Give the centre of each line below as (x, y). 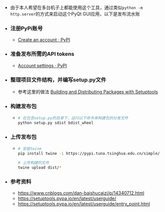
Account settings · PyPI (42, 65)
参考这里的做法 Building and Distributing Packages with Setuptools (88, 91)
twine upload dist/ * (40, 168)
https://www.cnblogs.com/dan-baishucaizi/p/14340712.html (81, 193)
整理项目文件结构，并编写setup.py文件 (58, 80)
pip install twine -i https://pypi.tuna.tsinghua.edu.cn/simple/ (89, 154)
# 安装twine (30, 149)
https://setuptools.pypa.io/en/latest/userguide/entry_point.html (84, 204)
